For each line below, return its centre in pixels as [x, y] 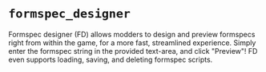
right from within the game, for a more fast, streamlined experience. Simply [132, 43]
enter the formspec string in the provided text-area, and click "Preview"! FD [133, 51]
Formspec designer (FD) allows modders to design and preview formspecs [132, 34]
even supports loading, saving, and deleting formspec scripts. [111, 59]
